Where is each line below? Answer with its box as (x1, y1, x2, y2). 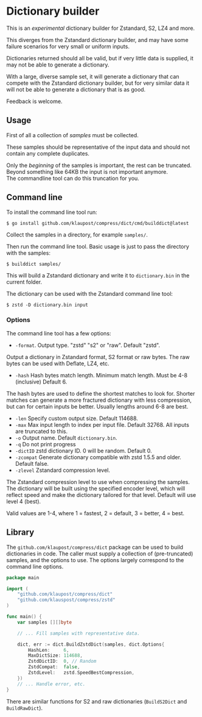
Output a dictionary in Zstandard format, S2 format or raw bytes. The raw (6, 353, 190, 360)
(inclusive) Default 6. (15, 378, 68, 385)
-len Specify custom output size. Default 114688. (15, 415, 138, 422)
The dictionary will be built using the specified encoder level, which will (6, 485, 186, 492)
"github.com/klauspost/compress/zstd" (17, 597, 116, 603)
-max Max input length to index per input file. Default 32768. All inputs (15, 421, 190, 428)
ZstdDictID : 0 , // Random (28, 658, 97, 665)
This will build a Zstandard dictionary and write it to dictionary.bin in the (6, 271, 190, 279)
